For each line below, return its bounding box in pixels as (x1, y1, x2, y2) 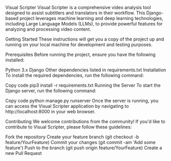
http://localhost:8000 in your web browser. (5, 109, 96, 114)
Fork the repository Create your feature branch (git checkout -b (5, 134, 139, 140)
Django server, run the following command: (5, 88, 96, 94)
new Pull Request (5, 150, 42, 156)
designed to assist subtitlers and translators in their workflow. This (5, 10, 145, 16)
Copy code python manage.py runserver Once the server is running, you (5, 97, 159, 104)
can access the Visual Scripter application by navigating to (5, 103, 129, 109)
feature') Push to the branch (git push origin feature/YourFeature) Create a (5, 145, 162, 151)
